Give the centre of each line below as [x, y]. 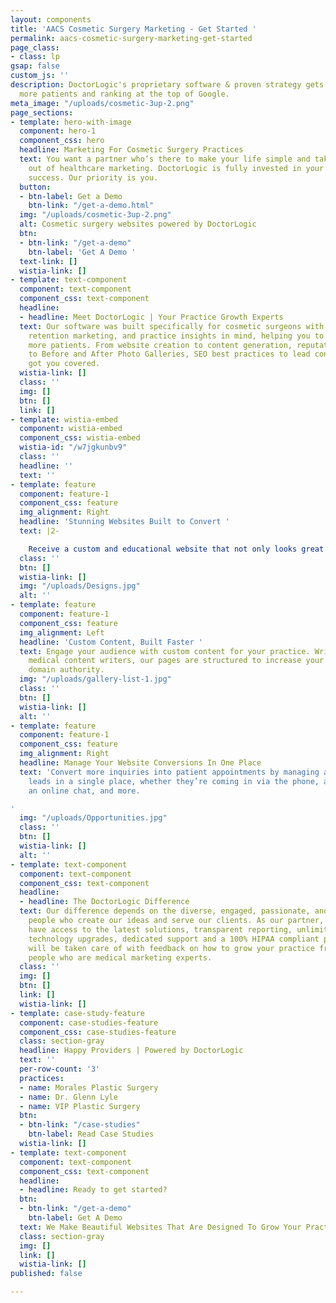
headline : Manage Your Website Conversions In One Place [140, 763]
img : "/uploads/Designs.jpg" [80, 586]
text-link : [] [48, 261]
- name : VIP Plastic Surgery [80, 1106]
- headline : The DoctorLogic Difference [104, 902]
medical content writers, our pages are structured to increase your [176, 661]
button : [35, 187]
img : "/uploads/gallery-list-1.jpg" [95, 679]
